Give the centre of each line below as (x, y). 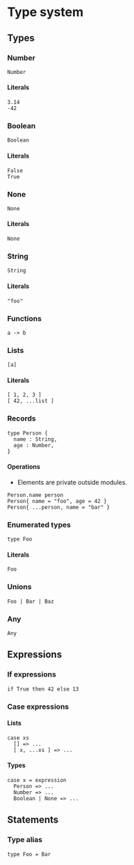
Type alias (25, 840)
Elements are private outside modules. (72, 482)
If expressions (32, 675)
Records (22, 419)
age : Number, (34, 445)
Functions (24, 318)
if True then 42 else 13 (43, 689)
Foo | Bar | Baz (31, 601)
